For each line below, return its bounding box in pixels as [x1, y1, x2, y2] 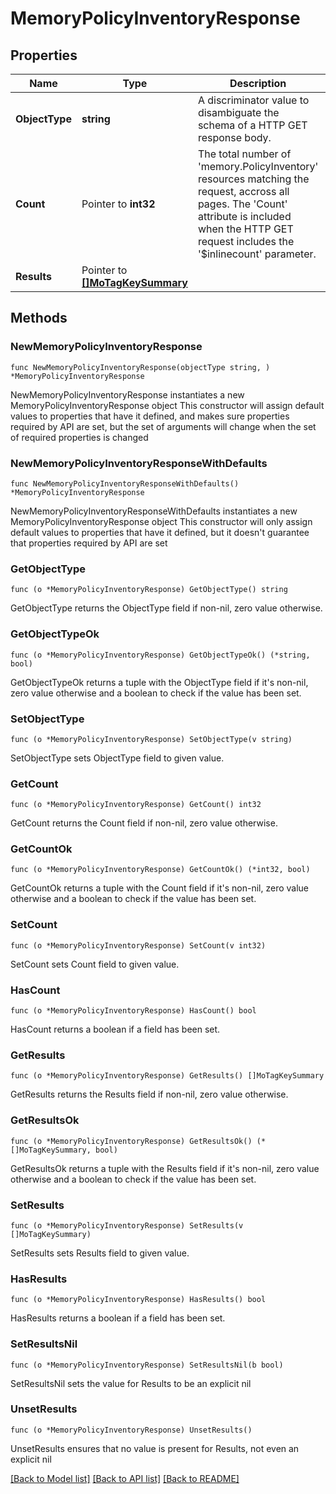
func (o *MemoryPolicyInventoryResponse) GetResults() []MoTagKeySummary [10, 1071, 325, 1081]
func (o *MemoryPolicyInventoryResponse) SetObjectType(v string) [10, 734, 293, 744]
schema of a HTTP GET [197, 118, 308, 132]
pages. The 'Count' [197, 197, 288, 211]
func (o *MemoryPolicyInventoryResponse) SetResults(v [10, 1220, 244, 1231]
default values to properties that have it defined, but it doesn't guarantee [10, 526, 310, 538]
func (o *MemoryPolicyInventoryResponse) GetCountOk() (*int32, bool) [10, 865, 311, 875]
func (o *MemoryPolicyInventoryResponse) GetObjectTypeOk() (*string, [10, 650, 311, 660]
